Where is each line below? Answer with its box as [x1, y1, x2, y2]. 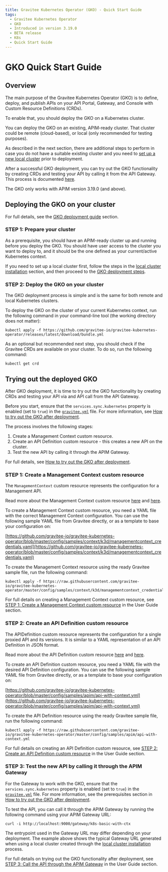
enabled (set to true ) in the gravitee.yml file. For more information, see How [5, 408, 162, 414]
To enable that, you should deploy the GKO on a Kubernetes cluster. [5, 115, 145, 121]
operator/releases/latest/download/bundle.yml [5, 332, 104, 337]
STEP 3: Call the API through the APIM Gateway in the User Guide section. [5, 861, 158, 867]
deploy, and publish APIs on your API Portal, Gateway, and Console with [5, 100, 153, 106]
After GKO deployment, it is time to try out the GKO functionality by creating [5, 388, 161, 394]
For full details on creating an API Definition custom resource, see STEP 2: [5, 745, 158, 751]
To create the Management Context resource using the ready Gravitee [5, 564, 150, 570]
